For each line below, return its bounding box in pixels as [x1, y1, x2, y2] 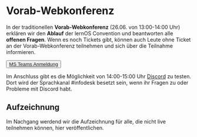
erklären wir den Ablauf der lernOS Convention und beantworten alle [6, 29, 173, 36]
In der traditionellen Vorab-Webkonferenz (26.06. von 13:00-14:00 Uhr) [6, 24, 181, 31]
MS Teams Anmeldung [9, 61, 59, 67]
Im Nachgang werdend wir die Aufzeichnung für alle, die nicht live [6, 118, 166, 125]
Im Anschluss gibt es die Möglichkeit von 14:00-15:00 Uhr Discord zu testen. [6, 72, 191, 80]
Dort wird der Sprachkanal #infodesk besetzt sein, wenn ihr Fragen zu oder [6, 79, 189, 86]
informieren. [6, 48, 36, 55]
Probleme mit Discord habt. [6, 85, 72, 92]
